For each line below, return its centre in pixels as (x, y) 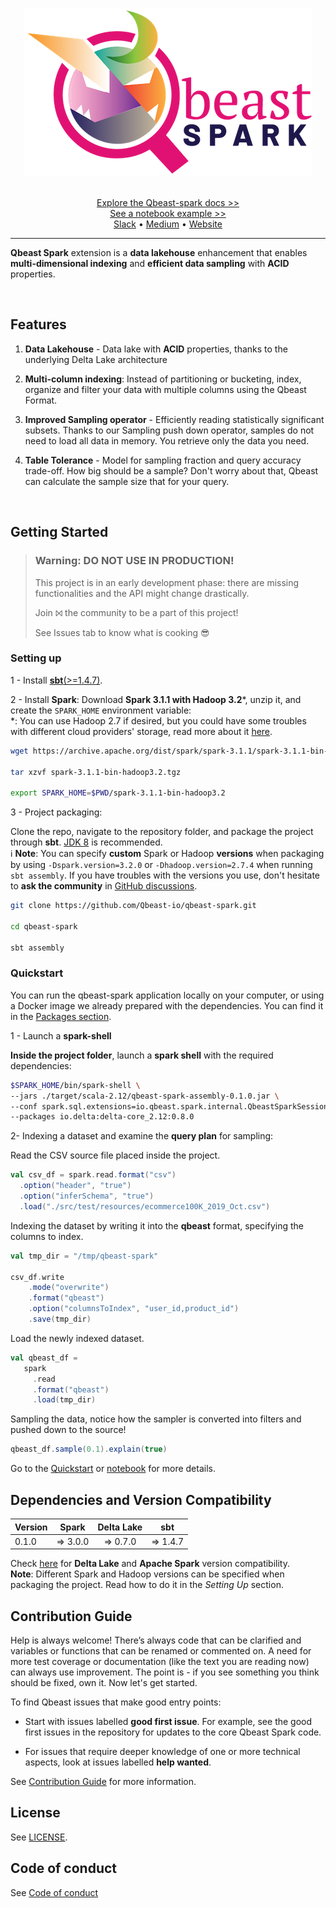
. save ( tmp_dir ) (60, 1319)
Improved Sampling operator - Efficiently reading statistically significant (174, 419)
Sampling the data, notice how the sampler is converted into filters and (156, 1419)
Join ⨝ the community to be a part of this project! (136, 612)
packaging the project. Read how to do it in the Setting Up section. (147, 1585)
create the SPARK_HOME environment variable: (101, 710)
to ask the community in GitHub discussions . (104, 886)
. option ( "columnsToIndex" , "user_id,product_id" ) (134, 1309)
